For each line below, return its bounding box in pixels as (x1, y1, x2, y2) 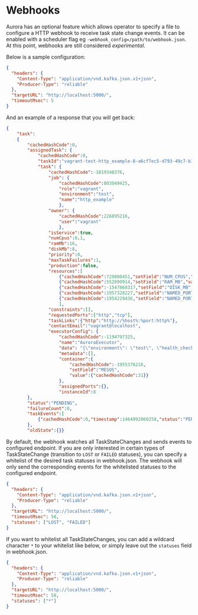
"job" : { (48, 175, 70, 181)
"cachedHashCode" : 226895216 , (58, 213, 131, 219)
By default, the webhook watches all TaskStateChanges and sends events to (6, 438, 192, 445)
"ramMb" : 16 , (48, 240, 78, 247)
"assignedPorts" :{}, (58, 383, 110, 390)
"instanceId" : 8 (58, 389, 96, 395)
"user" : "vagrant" (58, 219, 101, 224)
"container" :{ (58, 356, 94, 362)
